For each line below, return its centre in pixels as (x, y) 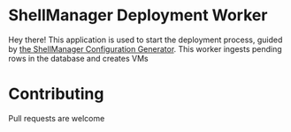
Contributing (56, 94)
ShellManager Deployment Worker (138, 15)
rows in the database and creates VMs (78, 58)
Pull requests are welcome (57, 118)
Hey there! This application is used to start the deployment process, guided (145, 40)
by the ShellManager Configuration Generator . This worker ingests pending (145, 48)
